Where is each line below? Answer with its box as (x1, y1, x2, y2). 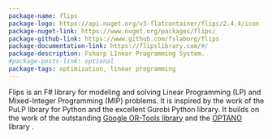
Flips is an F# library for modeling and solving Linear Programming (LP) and (8, 87, 261, 97)
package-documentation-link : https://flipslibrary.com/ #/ (8, 42, 209, 50)
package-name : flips (8, 11, 79, 20)
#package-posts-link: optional (8, 58, 114, 66)
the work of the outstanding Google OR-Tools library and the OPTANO (8, 113, 242, 123)
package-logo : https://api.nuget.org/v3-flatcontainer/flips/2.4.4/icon (8, 20, 260, 28)
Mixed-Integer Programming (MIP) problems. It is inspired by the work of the (8, 95, 265, 106)
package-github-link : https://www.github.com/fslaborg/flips (8, 34, 220, 43)
